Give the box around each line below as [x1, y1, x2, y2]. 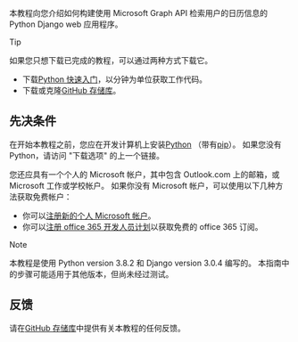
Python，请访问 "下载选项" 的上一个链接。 [9, 150, 165, 160]
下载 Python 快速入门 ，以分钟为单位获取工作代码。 [21, 74, 208, 85]
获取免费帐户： [16, 191, 72, 202]
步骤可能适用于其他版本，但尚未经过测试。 [16, 268, 174, 279]
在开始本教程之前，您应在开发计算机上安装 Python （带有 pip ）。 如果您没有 [9, 139, 282, 150]
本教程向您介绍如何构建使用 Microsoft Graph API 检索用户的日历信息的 [9, 8, 269, 18]
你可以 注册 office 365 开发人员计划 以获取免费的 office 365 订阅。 [21, 221, 263, 232]
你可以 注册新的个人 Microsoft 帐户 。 [21, 210, 156, 221]
